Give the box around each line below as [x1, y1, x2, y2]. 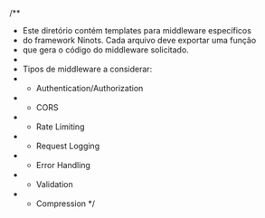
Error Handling [35, 160, 90, 170]
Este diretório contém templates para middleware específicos [22, 25, 251, 35]
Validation [35, 179, 74, 189]
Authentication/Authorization [35, 83, 144, 93]
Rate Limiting [35, 121, 85, 132]
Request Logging [35, 140, 100, 151]
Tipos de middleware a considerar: [22, 63, 153, 74]
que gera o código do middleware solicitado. [22, 44, 190, 55]
